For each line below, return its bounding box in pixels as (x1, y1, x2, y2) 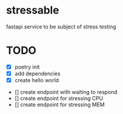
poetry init (14, 63, 40, 70)
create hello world (14, 77, 59, 83)
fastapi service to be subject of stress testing (6, 23, 116, 30)
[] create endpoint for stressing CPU (14, 95, 103, 102)
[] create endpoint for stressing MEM (14, 101, 105, 108)
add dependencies (14, 70, 61, 77)
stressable (6, 4, 59, 17)
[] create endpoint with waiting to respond (14, 89, 118, 96)
